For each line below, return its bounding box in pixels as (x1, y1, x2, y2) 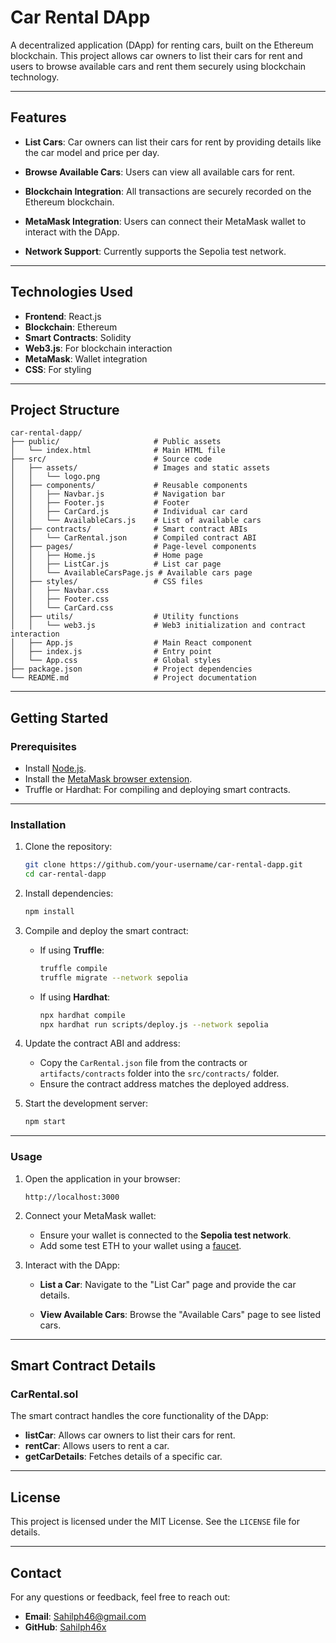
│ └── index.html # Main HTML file (10, 446, 226, 456)
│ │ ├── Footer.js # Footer (10, 498, 190, 508)
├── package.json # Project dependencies (10, 664, 253, 675)
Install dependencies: (24, 887, 114, 900)
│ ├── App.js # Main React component (10, 638, 253, 648)
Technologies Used (10, 284, 133, 301)
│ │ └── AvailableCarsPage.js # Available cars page (10, 568, 253, 578)
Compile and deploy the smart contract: (24, 924, 189, 936)
